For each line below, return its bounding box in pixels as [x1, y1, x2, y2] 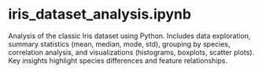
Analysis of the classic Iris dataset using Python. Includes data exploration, [8, 31, 251, 40]
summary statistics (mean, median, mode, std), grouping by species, [8, 39, 231, 48]
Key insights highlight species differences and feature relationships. [8, 56, 228, 65]
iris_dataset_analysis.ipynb [8, 5, 191, 23]
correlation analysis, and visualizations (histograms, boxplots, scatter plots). [8, 47, 255, 57]
